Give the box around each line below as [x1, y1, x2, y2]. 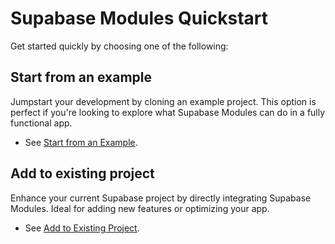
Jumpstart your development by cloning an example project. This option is [10, 95, 317, 107]
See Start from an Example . [24, 136, 138, 148]
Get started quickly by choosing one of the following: [10, 40, 229, 52]
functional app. [10, 117, 73, 129]
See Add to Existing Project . [24, 222, 140, 234]
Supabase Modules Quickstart [10, 7, 269, 30]
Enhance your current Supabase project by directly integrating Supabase [10, 192, 312, 204]
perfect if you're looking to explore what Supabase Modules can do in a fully [10, 106, 326, 118]
